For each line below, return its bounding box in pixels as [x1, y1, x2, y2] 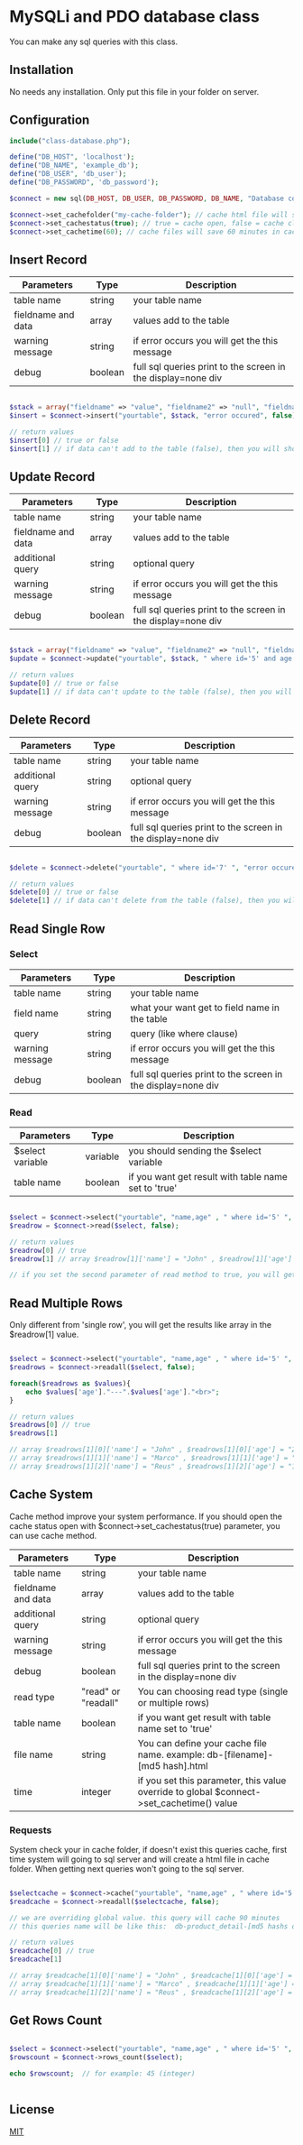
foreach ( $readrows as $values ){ [9, 1378, 131, 1388]
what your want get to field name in [130, 1001, 280, 1014]
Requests [9, 1824, 52, 1837]
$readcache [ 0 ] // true [9, 1947, 95, 1956]
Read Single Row [9, 921, 106, 936]
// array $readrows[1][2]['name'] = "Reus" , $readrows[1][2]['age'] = [9, 1461, 284, 1471]
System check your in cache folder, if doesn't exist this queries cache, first [9, 1844, 288, 1855]
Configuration [9, 113, 90, 128]
